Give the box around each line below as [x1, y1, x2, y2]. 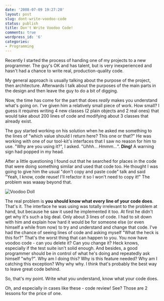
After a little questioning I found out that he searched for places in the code [5, 158, 157, 164]
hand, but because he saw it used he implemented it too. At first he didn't [5, 209, 153, 214]
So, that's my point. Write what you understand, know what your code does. [5, 275, 159, 281]
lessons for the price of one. [5, 290, 62, 296]
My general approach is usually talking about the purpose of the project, [5, 77, 151, 83]
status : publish [5, 21, 38, 26]
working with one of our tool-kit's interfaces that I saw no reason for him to [5, 138, 157, 144]
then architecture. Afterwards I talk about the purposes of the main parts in [5, 82, 156, 89]
